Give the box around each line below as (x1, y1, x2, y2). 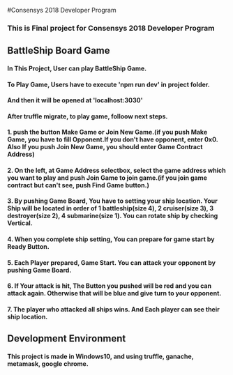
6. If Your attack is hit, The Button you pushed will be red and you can (7, 282, 211, 290)
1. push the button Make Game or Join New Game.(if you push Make (7, 128, 208, 137)
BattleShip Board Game (7, 45, 110, 56)
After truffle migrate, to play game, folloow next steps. (7, 112, 168, 121)
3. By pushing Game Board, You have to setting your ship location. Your (7, 197, 218, 205)
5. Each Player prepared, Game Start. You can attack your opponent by (7, 258, 216, 267)
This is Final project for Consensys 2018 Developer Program (7, 23, 215, 33)
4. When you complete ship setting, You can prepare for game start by (7, 235, 215, 243)
